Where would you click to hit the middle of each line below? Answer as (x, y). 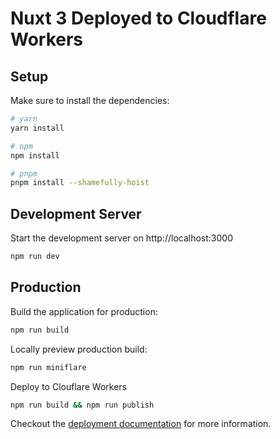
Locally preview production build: (79, 349)
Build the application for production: (84, 311)
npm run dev (35, 257)
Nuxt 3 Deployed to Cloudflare (138, 18)
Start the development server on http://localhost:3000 (121, 238)
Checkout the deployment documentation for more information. (141, 424)
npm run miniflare (48, 367)
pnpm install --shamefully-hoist (80, 183)
